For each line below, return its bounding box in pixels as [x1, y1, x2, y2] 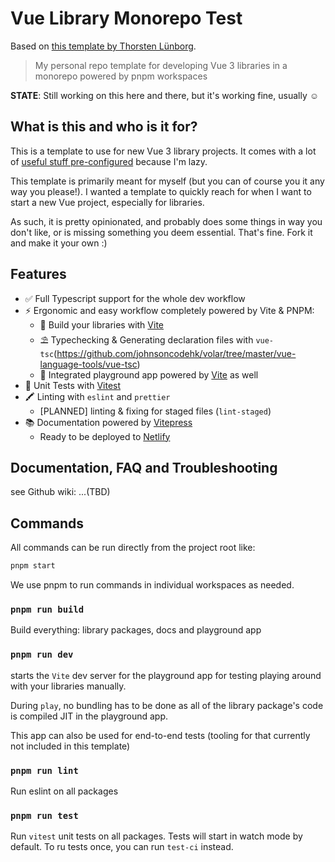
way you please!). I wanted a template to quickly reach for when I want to [10, 185, 312, 197]
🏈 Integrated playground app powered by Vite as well [39, 368, 259, 381]
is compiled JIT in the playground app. [10, 710, 169, 722]
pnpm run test [10, 810, 79, 821]
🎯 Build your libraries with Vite [39, 318, 164, 331]
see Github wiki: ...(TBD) [10, 486, 111, 498]
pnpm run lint [10, 765, 79, 776]
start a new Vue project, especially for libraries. [10, 196, 205, 208]
